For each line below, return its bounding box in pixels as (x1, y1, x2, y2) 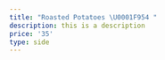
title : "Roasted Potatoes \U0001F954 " (9, 12, 158, 22)
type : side (9, 37, 50, 47)
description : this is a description (9, 21, 145, 30)
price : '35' (9, 29, 54, 38)
